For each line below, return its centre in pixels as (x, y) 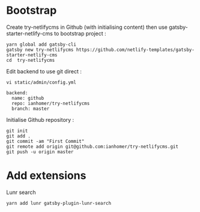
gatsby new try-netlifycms (40, 50)
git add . (19, 136)
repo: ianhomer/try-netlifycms (51, 103)
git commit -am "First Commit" (45, 141)
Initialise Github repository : (40, 120)
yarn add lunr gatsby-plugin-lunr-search (59, 203)
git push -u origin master (40, 152)
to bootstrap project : (80, 33)
